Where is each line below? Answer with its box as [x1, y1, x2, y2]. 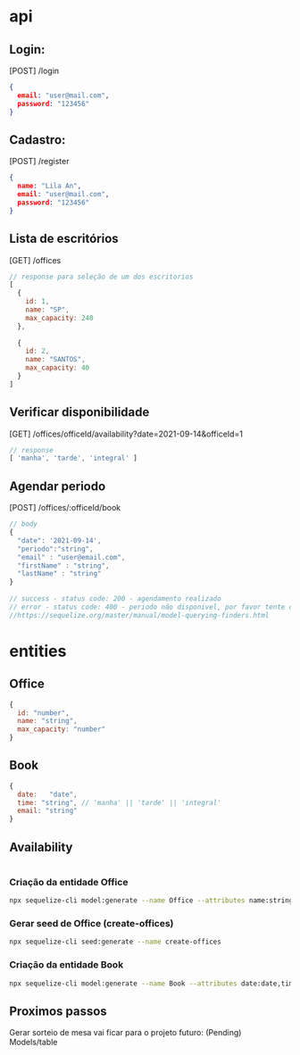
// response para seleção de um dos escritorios [9, 272, 194, 281]
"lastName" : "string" [17, 569, 102, 578]
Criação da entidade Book [9, 959, 124, 971]
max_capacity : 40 [25, 363, 90, 372]
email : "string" [17, 806, 78, 816]
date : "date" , [17, 790, 78, 799]
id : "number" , [17, 708, 70, 718]
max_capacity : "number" [17, 725, 105, 734]
